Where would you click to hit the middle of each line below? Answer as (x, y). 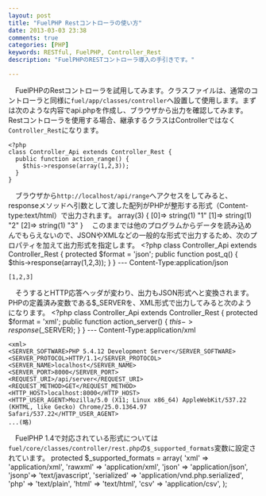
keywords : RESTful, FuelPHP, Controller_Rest (85, 52)
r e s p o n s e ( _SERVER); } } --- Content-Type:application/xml (102, 329)
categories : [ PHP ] (39, 45)
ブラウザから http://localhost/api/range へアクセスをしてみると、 (123, 195)
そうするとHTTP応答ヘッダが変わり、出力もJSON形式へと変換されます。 (134, 292)
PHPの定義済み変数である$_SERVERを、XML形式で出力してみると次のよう (130, 302)
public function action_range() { (72, 159)
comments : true (33, 38)
